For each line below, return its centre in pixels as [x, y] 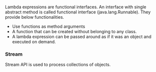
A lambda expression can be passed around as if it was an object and [82, 36]
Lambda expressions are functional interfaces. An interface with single [76, 7]
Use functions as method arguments [49, 26]
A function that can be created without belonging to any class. [74, 31]
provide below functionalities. [35, 17]
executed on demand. [34, 42]
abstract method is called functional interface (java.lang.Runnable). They [78, 12]
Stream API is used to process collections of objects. [58, 65]
